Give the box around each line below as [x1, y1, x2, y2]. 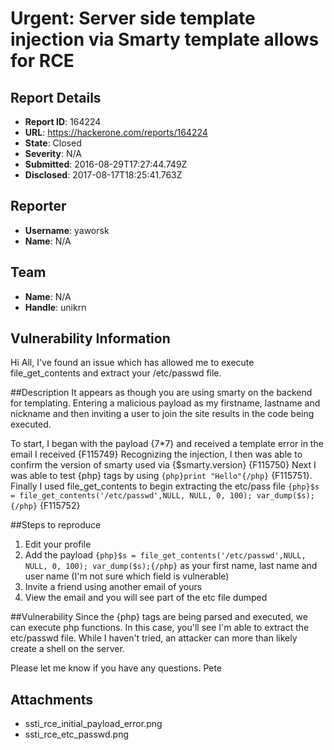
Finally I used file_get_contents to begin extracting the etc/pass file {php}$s [10, 480, 320, 492]
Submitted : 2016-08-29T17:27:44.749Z [24, 158, 188, 170]
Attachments [10, 691, 94, 708]
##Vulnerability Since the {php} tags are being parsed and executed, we [10, 611, 308, 623]
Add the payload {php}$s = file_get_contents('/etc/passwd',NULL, [24, 549, 307, 561]
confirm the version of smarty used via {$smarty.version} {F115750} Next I [10, 459, 317, 471]
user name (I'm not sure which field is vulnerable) [24, 570, 230, 582]
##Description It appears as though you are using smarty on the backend [10, 387, 313, 399]
